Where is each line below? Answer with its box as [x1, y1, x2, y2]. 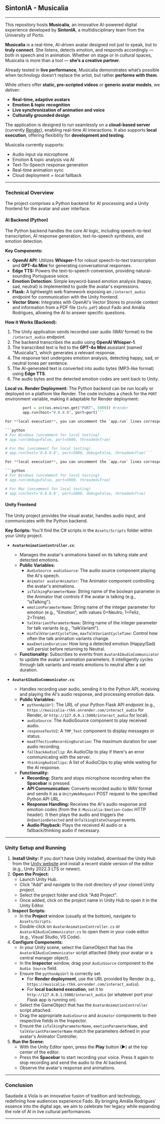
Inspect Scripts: [12, 908, 46, 914]
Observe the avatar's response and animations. [19, 1065, 115, 1071]
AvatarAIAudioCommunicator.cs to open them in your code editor [19, 929, 149, 935]
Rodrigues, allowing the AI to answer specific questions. [12, 310, 126, 316]
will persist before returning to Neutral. [27, 646, 106, 652]
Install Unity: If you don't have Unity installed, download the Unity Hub [12, 855, 156, 861]
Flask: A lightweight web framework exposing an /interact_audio [12, 289, 146, 295]
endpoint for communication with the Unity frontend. [12, 294, 119, 300]
